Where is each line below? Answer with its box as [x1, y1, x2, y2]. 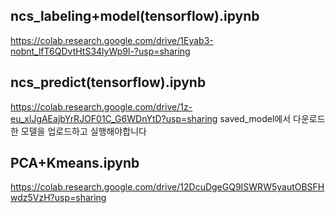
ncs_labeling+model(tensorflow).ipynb [10, 8, 260, 25]
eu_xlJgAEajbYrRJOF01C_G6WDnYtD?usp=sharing [10, 112, 218, 124]
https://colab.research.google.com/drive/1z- [10, 100, 193, 113]
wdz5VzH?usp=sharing [10, 192, 107, 204]
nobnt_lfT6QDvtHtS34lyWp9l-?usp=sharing [10, 45, 191, 57]
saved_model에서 [219, 112, 292, 124]
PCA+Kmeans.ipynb [10, 155, 140, 172]
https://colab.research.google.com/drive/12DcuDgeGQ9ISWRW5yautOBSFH [10, 181, 325, 193]
